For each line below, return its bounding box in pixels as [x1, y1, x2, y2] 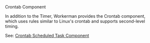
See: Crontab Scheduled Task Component [5, 33, 89, 38]
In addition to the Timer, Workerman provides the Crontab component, [5, 13, 146, 19]
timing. [5, 23, 19, 29]
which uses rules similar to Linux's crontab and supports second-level [5, 19, 146, 24]
